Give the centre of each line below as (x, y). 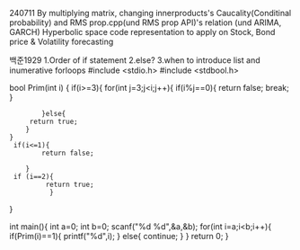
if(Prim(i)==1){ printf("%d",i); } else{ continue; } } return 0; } (119, 236)
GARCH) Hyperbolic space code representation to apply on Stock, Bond (142, 32)
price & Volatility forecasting (62, 41)
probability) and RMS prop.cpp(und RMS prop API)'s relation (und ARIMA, (146, 22)
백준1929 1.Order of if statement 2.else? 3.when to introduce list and (135, 60)
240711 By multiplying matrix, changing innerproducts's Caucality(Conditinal (150, 13)
